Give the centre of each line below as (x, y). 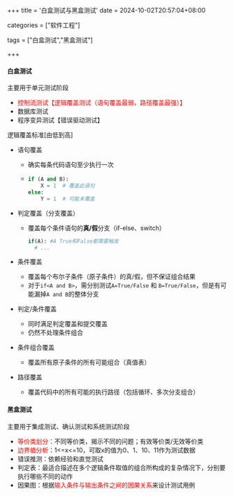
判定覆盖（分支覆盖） (48, 213)
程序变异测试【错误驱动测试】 (60, 120)
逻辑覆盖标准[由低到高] (40, 135)
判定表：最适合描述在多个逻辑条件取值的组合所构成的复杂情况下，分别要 (121, 467)
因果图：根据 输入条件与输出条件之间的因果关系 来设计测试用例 (106, 485)
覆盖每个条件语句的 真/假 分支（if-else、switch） (96, 228)
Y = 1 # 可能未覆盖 (68, 199)
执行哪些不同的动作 (45, 476)
